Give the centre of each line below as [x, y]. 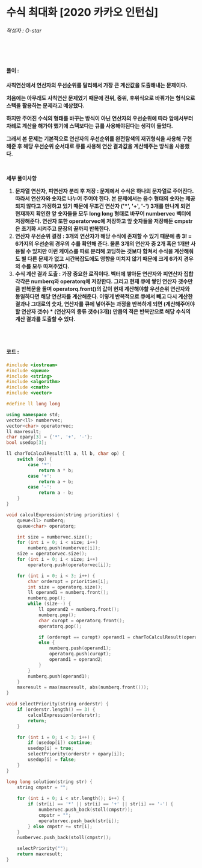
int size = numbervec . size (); [55, 537]
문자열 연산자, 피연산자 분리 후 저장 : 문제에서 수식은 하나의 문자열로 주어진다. [104, 191]
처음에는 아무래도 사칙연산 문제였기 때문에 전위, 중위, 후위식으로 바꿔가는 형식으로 [101, 98]
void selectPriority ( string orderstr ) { [58, 704]
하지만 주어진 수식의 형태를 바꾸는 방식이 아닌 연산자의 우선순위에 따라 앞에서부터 [100, 118]
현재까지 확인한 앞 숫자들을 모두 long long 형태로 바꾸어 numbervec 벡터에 [103, 213]
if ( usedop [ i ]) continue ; [60, 743]
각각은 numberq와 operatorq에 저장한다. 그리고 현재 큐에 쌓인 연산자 [96, 281]
